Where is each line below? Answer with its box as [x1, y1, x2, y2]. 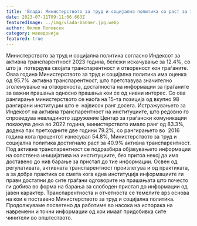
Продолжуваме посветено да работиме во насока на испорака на [6, 202, 173, 208]
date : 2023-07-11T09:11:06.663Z [6, 14, 85, 20]
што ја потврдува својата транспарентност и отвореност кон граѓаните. [6, 65, 189, 71]
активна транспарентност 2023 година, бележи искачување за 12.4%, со [6, 58, 191, 65]
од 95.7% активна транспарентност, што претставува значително [6, 77, 172, 84]
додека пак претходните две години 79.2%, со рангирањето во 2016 [6, 127, 180, 134]
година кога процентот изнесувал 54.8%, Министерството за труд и [6, 133, 177, 140]
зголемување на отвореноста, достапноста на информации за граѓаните [6, 83, 189, 90]
